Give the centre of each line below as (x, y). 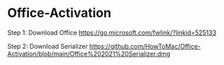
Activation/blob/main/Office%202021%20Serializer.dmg (89, 54)
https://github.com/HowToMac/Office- (145, 46)
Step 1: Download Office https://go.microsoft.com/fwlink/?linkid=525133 (112, 32)
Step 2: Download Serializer (48, 46)
